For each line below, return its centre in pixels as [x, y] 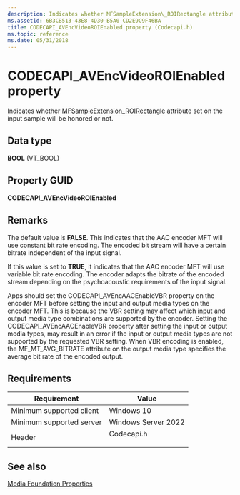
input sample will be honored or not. [60, 119]
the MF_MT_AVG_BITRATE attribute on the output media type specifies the [117, 349]
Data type [30, 141]
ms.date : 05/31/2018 [38, 41]
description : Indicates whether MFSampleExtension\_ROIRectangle [106, 14]
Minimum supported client [55, 411]
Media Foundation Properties [50, 484]
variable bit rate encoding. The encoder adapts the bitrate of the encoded [116, 274]
